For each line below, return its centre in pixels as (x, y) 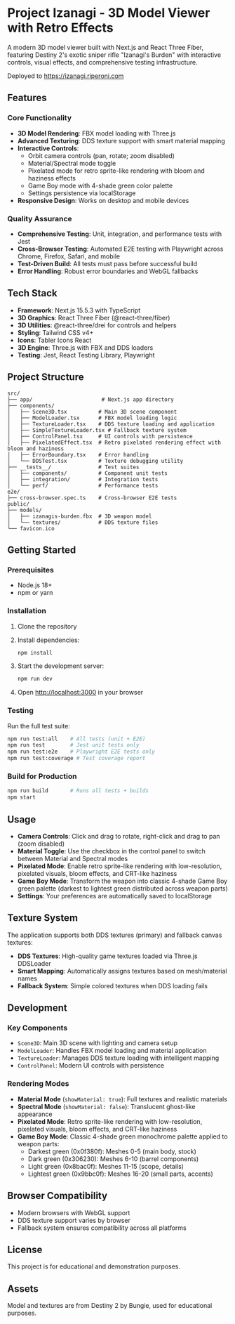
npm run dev (35, 679)
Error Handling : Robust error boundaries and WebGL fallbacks (108, 271)
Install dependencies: (48, 640)
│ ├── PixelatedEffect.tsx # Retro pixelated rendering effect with (114, 443)
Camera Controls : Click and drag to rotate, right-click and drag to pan (119, 836)
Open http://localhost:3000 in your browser (80, 693)
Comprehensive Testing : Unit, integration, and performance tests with (120, 234)
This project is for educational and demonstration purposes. (94, 1266)
